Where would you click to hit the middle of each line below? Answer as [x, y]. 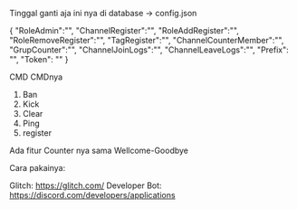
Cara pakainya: [38, 168]
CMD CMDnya [36, 77]
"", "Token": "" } [39, 59]
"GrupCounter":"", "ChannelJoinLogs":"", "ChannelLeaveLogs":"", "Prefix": [149, 50]
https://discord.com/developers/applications [92, 195]
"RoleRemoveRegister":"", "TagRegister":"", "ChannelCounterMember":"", [147, 40]
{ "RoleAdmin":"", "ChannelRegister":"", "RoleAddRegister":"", [125, 30]
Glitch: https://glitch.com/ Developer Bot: [86, 185]
